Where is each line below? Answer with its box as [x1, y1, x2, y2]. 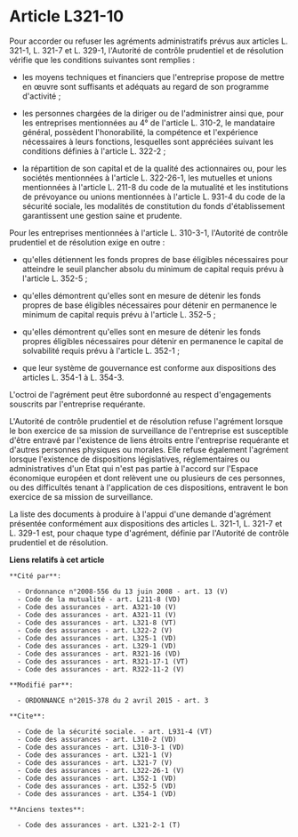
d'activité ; [21, 91, 61, 101]
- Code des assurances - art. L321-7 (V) [17, 758, 173, 767]
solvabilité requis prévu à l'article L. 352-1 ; [21, 345, 181, 356]
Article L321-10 [9, 6, 125, 27]
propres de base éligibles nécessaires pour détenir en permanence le [21, 300, 278, 310]
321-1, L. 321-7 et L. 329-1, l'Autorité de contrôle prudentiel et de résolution [9, 44, 284, 55]
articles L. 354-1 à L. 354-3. [21, 372, 125, 382]
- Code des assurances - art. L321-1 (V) [17, 750, 173, 760]
